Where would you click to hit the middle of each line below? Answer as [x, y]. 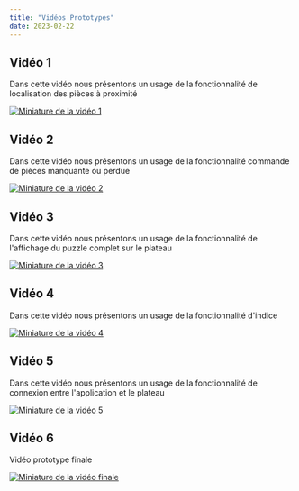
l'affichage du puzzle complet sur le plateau [91, 248]
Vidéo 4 [32, 294]
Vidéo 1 [31, 63]
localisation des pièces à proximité [73, 94]
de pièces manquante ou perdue [70, 171]
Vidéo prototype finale [51, 459]
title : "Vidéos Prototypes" [62, 18]
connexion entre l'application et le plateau [87, 392]
